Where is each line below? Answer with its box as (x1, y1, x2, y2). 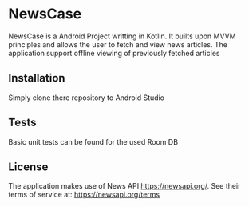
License (8, 160, 49, 173)
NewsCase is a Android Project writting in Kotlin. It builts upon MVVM (8, 31, 237, 41)
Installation (8, 71, 65, 85)
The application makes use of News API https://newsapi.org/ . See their (8, 181, 241, 191)
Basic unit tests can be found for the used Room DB (8, 137, 178, 146)
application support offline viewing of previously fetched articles (8, 48, 220, 58)
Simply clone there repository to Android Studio (8, 93, 165, 102)
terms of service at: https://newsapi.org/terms (8, 189, 160, 200)
